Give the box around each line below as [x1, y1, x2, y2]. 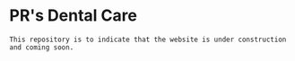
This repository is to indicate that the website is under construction [9, 35, 287, 44]
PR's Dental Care [9, 5, 137, 26]
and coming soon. [9, 42, 74, 52]
